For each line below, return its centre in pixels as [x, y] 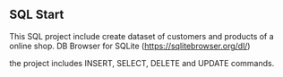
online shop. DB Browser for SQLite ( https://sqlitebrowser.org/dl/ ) [130, 46]
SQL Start [37, 15]
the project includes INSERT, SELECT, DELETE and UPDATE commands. [142, 63]
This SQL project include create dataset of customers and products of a [142, 36]
